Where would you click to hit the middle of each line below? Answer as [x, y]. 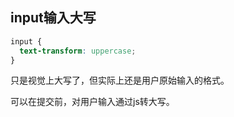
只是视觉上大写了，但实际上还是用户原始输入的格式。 [120, 80]
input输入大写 [53, 18]
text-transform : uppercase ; [78, 51]
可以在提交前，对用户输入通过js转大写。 [92, 102]
